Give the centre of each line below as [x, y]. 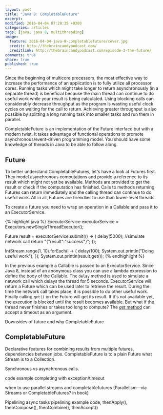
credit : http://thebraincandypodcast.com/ [53, 46]
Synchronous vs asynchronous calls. [42, 369]
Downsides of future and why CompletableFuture [54, 322]
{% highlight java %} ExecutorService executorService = [62, 221]
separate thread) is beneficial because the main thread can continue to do [80, 94]
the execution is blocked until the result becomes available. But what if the [80, 302]
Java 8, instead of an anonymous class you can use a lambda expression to [81, 270]
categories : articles [27, 28]
